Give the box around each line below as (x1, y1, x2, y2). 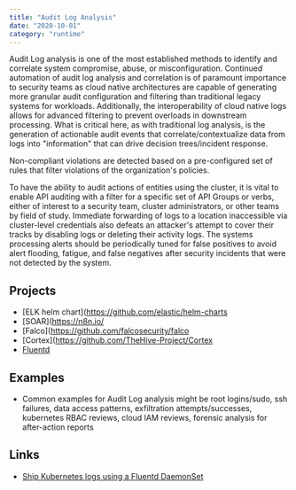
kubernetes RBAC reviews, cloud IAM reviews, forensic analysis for (21, 413, 268, 423)
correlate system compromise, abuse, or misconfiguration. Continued (9, 63, 263, 74)
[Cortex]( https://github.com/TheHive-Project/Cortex (21, 335, 214, 346)
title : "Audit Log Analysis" (9, 12, 117, 22)
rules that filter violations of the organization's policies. (9, 165, 210, 175)
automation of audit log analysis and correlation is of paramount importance (9, 73, 286, 83)
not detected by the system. (9, 258, 113, 268)
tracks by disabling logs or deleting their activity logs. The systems (9, 229, 253, 240)
